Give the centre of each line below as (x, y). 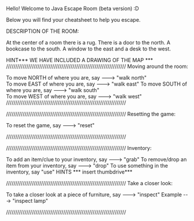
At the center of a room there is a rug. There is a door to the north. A (88, 42)
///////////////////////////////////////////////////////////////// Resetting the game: (91, 114)
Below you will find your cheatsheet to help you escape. (73, 20)
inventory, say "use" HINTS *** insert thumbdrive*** (69, 172)
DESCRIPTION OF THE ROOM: (43, 31)
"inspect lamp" (30, 201)
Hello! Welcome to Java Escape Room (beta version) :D (72, 8)
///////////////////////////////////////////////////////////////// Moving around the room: (97, 66)
